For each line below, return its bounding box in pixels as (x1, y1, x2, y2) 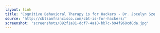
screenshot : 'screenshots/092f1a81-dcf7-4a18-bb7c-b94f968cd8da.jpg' (5, 20, 149, 26)
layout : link (5, 7, 32, 12)
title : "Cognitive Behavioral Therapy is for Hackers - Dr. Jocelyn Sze (5, 12, 156, 16)
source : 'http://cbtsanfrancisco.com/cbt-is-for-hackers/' (5, 16, 127, 21)
